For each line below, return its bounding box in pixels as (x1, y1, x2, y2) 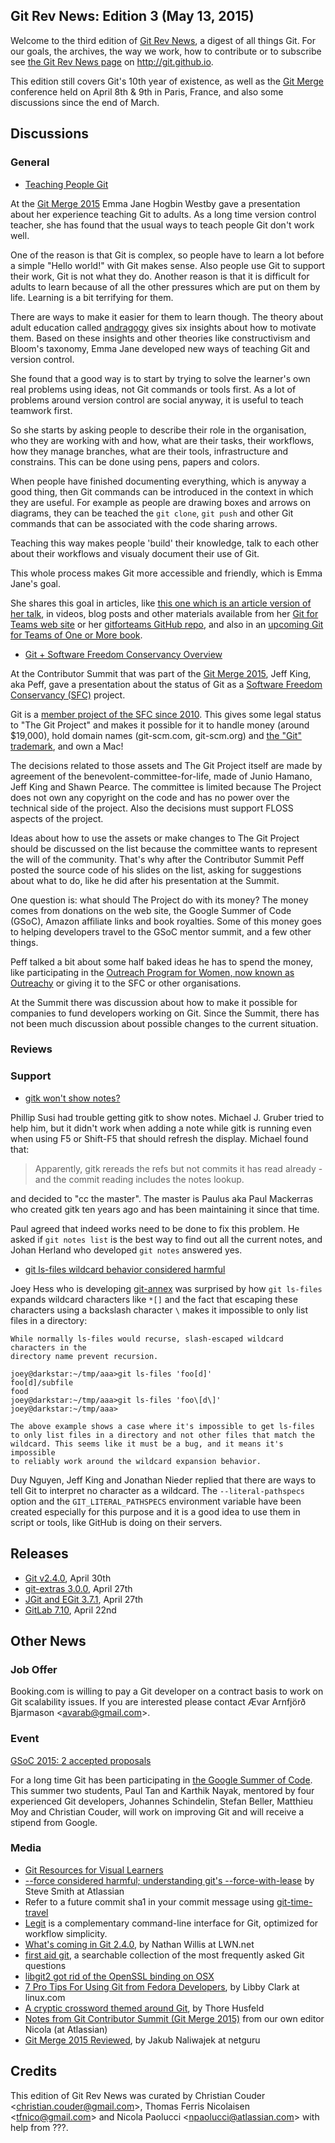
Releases (10, 1545, 69, 1563)
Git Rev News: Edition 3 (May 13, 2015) (10, 8, 255, 25)
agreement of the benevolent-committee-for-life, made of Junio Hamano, (10, 770, 313, 782)
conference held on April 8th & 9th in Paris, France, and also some (10, 85, 284, 98)
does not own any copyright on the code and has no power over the (10, 791, 290, 803)
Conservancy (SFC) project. (10, 689, 126, 701)
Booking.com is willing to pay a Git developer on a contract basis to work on (10, 1685, 324, 1698)
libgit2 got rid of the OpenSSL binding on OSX (24, 1970, 215, 1982)
